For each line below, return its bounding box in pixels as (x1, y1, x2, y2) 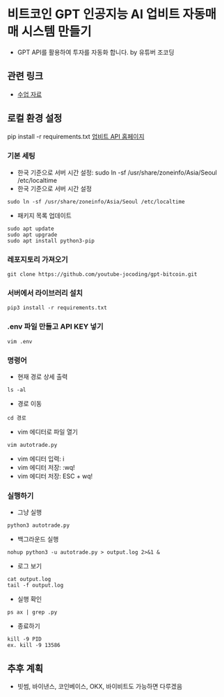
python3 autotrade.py (7, 522, 70, 529)
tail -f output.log (7, 582, 64, 589)
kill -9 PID (7, 636, 42, 643)
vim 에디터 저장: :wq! (17, 464, 75, 472)
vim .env (7, 338, 33, 345)
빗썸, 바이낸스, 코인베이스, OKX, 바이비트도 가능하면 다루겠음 (17, 682, 183, 691)
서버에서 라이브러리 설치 (7, 288, 83, 298)
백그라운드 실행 (17, 535, 59, 543)
